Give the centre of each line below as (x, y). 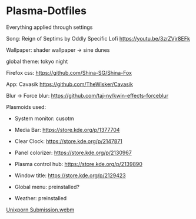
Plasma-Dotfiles (46, 11)
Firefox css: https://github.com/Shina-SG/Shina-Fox (69, 72)
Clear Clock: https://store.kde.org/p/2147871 (68, 141)
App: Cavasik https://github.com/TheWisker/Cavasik (70, 84)
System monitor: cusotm (44, 118)
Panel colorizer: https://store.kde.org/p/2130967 (73, 152)
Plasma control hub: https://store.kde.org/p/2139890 (79, 164)
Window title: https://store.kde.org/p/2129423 (70, 175)
